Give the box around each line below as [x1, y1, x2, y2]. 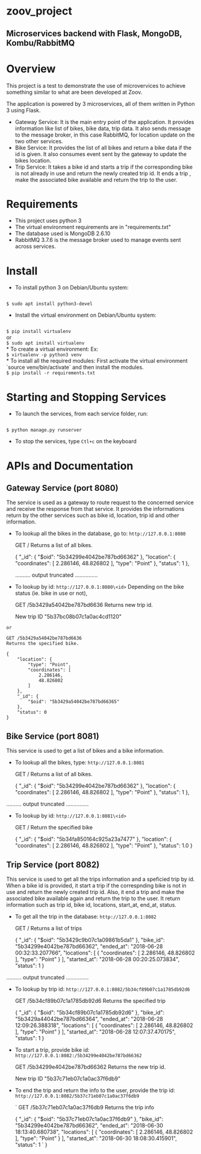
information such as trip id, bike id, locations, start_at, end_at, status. [6, 901, 176, 908]
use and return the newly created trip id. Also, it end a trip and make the [6, 888, 185, 895]
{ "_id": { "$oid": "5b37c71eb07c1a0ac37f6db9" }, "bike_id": [14, 1115, 164, 1123]
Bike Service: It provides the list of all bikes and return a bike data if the [14, 144, 191, 151]
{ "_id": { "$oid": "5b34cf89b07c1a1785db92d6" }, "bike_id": [14, 1008, 165, 1016]
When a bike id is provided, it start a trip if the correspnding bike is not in [6, 881, 187, 889]
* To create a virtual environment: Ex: [6, 346, 99, 353]
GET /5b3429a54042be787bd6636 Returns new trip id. [14, 601, 153, 609]
